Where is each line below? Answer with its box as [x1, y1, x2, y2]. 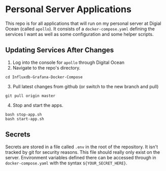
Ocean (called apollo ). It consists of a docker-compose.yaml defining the [5, 25, 155, 31]
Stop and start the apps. [12, 102, 63, 108]
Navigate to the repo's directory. [12, 64, 81, 71]
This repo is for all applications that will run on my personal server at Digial [5, 20, 161, 26]
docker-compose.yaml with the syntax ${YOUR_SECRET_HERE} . [5, 160, 128, 166]
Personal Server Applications [5, 4, 132, 15]
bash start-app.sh [5, 116, 44, 121]
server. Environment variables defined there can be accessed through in [5, 154, 156, 160]
